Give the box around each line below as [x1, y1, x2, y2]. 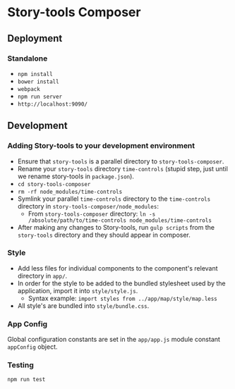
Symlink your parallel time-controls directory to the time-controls [17, 194, 211, 203]
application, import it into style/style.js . [17, 286, 138, 295]
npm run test [7, 376, 46, 383]
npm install [17, 70, 53, 78]
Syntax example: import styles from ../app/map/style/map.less [28, 294, 217, 302]
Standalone [7, 54, 48, 63]
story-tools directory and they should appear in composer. [17, 230, 191, 239]
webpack [17, 85, 40, 92]
